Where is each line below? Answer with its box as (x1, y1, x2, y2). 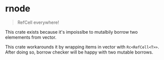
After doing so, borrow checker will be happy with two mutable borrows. (5, 49, 153, 55)
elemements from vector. (5, 34, 57, 40)
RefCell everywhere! (17, 19, 60, 25)
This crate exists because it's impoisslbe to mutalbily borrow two (5, 29, 138, 35)
